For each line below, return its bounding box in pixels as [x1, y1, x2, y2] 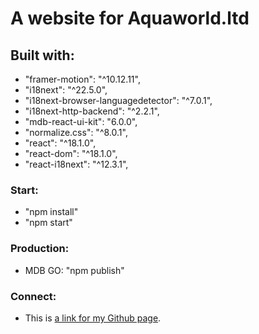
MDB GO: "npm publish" [24, 264, 125, 276]
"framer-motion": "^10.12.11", [24, 73, 141, 85]
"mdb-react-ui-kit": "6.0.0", [24, 116, 138, 127]
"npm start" [24, 217, 73, 229]
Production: [10, 242, 70, 256]
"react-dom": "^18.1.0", [24, 148, 118, 159]
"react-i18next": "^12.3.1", [24, 158, 129, 170]
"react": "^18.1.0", [24, 137, 97, 149]
